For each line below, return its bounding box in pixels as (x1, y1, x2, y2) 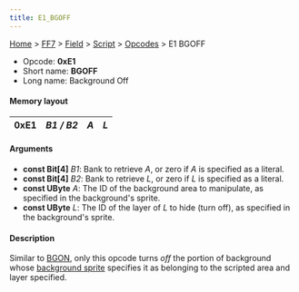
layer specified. (9, 272, 67, 283)
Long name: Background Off (22, 74, 129, 86)
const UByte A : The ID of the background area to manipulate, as (22, 183, 264, 194)
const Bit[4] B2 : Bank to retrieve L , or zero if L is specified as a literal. (22, 173, 284, 184)
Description (9, 232, 55, 243)
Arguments (9, 143, 54, 154)
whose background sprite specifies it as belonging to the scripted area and (9, 262, 291, 273)
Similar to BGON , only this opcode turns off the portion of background (9, 253, 272, 264)
